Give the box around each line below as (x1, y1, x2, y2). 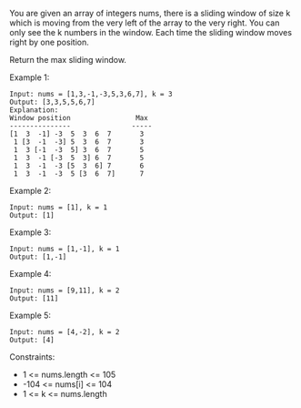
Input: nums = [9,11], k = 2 (9, 286, 120, 295)
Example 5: (9, 310, 52, 321)
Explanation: (9, 106, 59, 115)
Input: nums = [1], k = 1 (9, 203, 107, 212)
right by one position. (9, 36, 89, 47)
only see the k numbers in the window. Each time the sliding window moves (9, 27, 293, 37)
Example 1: (9, 72, 50, 83)
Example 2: (9, 186, 52, 196)
